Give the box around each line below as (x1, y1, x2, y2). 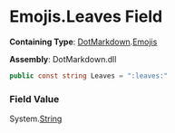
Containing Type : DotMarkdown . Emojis (9, 36, 158, 47)
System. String (9, 113, 63, 124)
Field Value (9, 92, 60, 105)
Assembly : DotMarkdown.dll (9, 53, 117, 64)
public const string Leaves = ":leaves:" (9, 71, 169, 81)
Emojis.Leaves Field (9, 6, 163, 27)
